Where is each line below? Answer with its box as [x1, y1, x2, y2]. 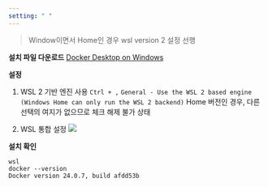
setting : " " [8, 11, 53, 20]
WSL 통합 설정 [19, 124, 67, 134]
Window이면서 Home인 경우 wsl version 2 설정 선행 [28, 35, 197, 45]
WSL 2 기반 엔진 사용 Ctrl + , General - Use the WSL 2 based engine [19, 87, 252, 96]
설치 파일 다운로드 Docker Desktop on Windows [8, 52, 164, 62]
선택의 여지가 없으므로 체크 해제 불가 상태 [19, 107, 151, 117]
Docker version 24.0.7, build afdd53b [8, 172, 140, 180]
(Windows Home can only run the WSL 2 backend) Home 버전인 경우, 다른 [19, 96, 261, 106]
